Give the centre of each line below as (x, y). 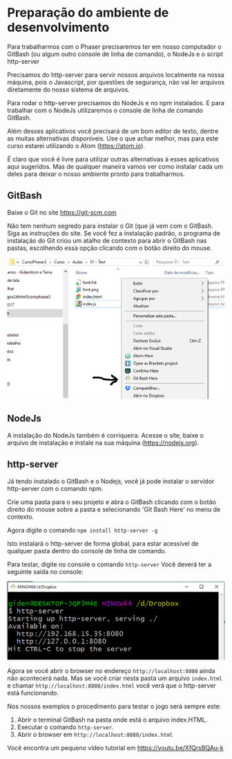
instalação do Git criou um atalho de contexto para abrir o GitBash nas (107, 240)
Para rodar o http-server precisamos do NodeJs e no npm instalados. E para (116, 102)
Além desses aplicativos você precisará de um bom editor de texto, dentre (113, 131)
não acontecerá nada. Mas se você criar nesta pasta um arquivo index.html (115, 678)
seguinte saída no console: (46, 571)
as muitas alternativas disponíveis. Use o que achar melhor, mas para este (113, 138)
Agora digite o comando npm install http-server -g (83, 530)
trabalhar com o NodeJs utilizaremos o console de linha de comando (105, 110)
